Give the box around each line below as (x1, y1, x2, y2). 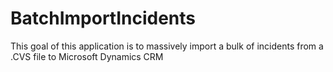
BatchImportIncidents (10, 7, 197, 30)
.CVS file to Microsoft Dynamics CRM (10, 50, 164, 62)
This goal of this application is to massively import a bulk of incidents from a (10, 40, 324, 52)
